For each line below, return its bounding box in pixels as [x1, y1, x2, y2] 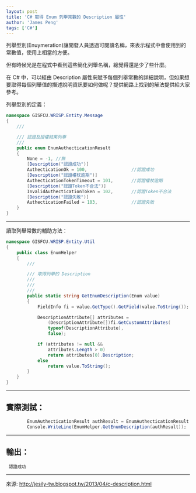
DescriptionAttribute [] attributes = [37, 314, 129, 320]
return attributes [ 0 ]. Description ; [47, 352, 134, 358]
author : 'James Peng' [6, 19, 59, 25]
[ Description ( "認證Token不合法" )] [27, 183, 107, 189]
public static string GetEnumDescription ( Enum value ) [27, 293, 160, 299]
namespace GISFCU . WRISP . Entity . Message [6, 112, 103, 119]
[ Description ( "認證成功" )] [27, 162, 89, 167]
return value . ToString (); [47, 363, 111, 369]
